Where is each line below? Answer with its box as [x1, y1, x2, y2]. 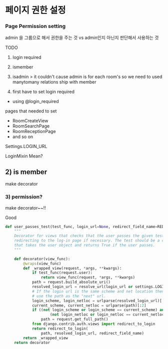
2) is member [5, 167, 47, 176]
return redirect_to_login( [31, 326, 88, 331]
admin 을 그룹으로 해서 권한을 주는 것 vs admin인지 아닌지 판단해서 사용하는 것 [5, 34, 159, 40]
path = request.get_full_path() [40, 317, 108, 322]
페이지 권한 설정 [5, 4, 66, 16]
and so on [12, 133, 33, 140]
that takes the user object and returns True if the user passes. [14, 243, 155, 248]
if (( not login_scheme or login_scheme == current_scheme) [31, 307, 157, 312]
